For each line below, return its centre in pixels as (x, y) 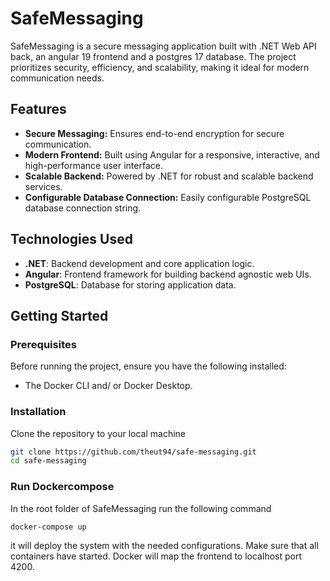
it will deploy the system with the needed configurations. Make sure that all (164, 545)
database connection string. (83, 208)
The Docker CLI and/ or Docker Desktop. (108, 386)
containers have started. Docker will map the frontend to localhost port (156, 556)
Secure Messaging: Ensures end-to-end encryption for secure (154, 133)
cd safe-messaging (48, 461)
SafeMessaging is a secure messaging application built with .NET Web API (163, 46)
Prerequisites (43, 344)
